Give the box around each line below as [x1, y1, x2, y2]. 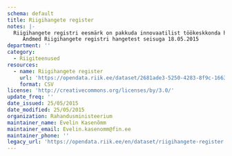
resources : [7, 61, 39, 68]
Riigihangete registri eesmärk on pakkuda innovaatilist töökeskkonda [13, 29, 221, 37]
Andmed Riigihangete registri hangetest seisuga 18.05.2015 [22, 36, 199, 43]
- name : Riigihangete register [13, 68, 104, 75]
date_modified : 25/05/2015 [7, 106, 85, 113]
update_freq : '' [7, 94, 54, 101]
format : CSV [19, 81, 54, 88]
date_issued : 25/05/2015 [7, 100, 79, 107]
